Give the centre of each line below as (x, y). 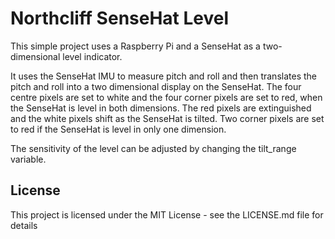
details (24, 225)
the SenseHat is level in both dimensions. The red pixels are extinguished (161, 108)
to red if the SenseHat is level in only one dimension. (118, 129)
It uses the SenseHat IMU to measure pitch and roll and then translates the (163, 76)
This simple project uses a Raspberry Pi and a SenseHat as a (135, 46)
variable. (28, 159)
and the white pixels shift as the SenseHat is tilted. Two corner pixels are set (167, 118)
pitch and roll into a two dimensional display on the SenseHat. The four (156, 86)
